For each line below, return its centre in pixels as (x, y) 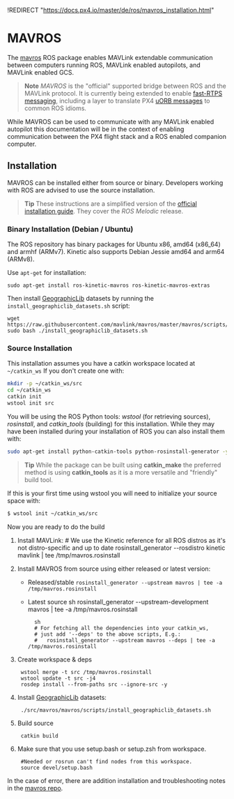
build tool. (39, 479)
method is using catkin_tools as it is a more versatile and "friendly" (121, 472)
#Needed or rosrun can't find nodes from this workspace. (107, 761)
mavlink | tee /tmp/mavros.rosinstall (69, 555)
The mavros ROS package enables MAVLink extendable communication (110, 57)
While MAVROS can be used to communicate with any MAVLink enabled (111, 121)
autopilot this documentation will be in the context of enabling (96, 129)
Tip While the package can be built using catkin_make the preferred (123, 465)
